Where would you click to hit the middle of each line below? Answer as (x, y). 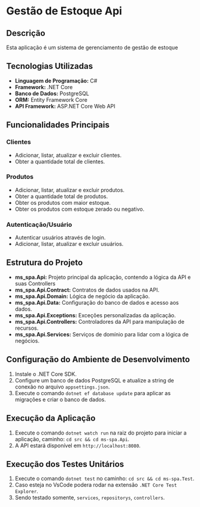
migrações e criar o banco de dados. (60, 399)
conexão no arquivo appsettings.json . (62, 387)
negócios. (27, 341)
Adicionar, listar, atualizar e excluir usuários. (69, 244)
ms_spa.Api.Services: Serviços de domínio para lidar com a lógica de (101, 334)
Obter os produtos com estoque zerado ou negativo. (80, 209)
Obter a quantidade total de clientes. (60, 161)
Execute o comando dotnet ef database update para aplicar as (93, 393)
